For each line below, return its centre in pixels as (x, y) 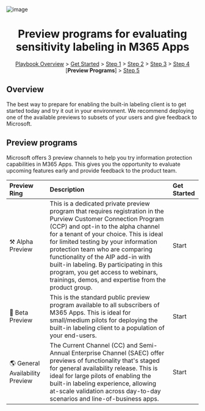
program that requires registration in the (107, 211)
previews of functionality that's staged (105, 360)
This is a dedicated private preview (100, 203)
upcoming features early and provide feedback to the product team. (92, 170)
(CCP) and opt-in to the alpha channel (105, 226)
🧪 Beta (19, 312)
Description (67, 189)
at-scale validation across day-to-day (105, 391)
